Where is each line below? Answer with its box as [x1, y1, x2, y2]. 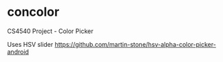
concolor [7, 4, 60, 20]
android [7, 48, 30, 56]
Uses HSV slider [7, 40, 54, 48]
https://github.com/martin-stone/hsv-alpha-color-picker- [54, 40, 217, 48]
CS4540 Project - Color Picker [7, 27, 94, 35]
